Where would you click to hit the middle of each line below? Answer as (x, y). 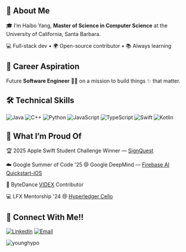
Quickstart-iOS (24, 173)
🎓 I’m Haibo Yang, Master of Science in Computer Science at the (87, 25)
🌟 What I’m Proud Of (44, 136)
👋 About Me (28, 11)
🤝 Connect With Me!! (45, 217)
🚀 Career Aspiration (43, 66)
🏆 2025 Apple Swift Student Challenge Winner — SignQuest (80, 150)
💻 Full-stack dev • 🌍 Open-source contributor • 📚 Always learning (89, 45)
